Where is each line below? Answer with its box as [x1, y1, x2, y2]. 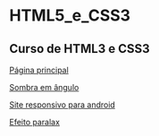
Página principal [9, 64, 69, 75]
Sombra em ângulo [9, 82, 79, 92]
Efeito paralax [9, 117, 61, 127]
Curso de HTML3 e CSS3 [9, 41, 150, 56]
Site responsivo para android [9, 99, 116, 110]
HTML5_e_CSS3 [9, 5, 131, 26]
